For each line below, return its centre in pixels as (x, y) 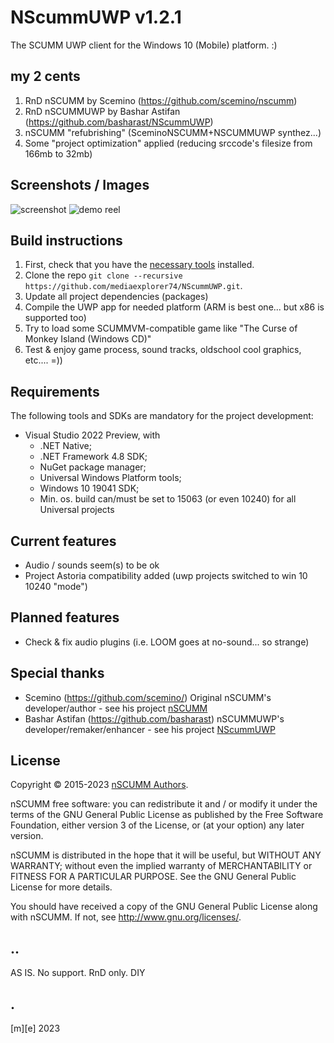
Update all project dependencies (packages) (116, 297)
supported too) (55, 318)
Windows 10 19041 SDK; (89, 488)
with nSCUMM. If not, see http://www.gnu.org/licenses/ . (126, 917)
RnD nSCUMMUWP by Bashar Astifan (102, 111)
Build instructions (66, 240)
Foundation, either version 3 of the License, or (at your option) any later (157, 825)
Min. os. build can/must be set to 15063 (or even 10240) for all (168, 499)
